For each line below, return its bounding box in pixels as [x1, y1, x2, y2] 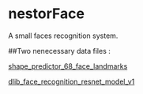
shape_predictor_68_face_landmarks [8, 61, 128, 71]
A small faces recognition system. [8, 31, 119, 40]
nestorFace [8, 5, 85, 23]
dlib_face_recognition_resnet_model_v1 [8, 77, 135, 86]
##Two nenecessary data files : [8, 46, 111, 55]
